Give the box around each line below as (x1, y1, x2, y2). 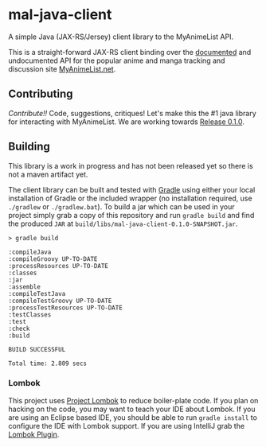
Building (8, 140, 50, 154)
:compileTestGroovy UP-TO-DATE (8, 297, 112, 305)
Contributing (8, 87, 73, 101)
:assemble (8, 282, 41, 291)
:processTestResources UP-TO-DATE (8, 304, 123, 312)
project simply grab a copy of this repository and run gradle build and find (8, 210, 255, 220)
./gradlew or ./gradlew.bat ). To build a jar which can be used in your (8, 201, 235, 212)
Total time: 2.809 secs (8, 360, 88, 367)
